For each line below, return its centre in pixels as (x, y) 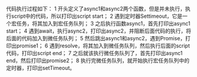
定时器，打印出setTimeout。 (41, 68)
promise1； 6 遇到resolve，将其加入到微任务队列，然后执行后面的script (103, 46)
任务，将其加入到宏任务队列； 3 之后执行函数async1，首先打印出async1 (103, 23)
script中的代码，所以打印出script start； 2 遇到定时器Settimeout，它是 (97, 16)
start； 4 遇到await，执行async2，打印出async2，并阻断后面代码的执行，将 (98, 31)
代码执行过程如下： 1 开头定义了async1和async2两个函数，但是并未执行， (96, 9)
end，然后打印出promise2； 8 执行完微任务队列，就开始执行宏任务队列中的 (98, 60)
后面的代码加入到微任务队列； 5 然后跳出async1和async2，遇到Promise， (96, 38)
